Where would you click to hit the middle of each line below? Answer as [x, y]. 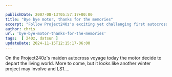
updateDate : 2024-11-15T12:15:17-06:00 [48, 43]
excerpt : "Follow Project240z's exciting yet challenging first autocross [87, 24]
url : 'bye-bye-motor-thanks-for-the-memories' [56, 34]
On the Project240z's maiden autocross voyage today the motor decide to [83, 57]
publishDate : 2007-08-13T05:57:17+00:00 [49, 14]
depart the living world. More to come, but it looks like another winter [78, 63]
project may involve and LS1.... [37, 69]
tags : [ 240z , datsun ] [32, 38]
